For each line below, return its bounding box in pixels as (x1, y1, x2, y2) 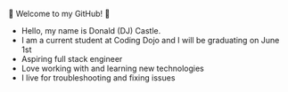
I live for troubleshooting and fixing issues (21, 73, 176, 83)
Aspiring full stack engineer (21, 54, 123, 64)
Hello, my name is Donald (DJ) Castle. (21, 26, 161, 35)
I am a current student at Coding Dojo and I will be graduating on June (21, 35, 280, 45)
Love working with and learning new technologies (21, 63, 204, 73)
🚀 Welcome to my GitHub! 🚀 (8, 9, 111, 19)
